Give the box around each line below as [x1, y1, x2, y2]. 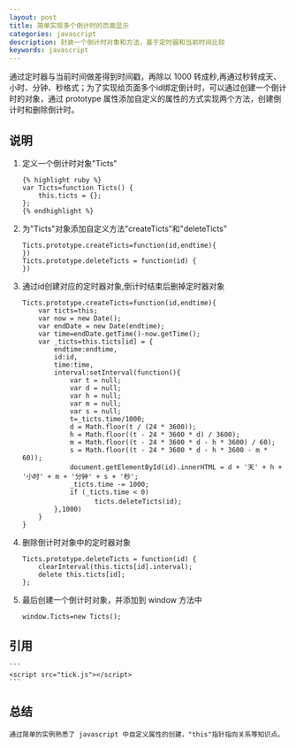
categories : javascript [9, 29, 97, 38]
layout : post [9, 12, 57, 22]
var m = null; [69, 399, 122, 408]
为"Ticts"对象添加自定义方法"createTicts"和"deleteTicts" [21, 223, 228, 234]
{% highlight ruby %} [21, 175, 102, 184]
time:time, [54, 360, 95, 369]
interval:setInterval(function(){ [54, 368, 181, 377]
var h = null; [69, 391, 122, 400]
